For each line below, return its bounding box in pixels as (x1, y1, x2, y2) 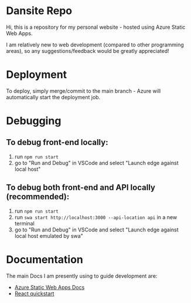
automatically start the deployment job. (6, 93, 101, 100)
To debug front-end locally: (6, 137, 108, 147)
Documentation (6, 253, 84, 266)
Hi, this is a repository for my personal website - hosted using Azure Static (6, 23, 186, 31)
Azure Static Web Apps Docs (14, 284, 85, 291)
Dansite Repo (6, 4, 73, 18)
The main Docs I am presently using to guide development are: (6, 272, 158, 280)
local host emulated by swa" (14, 232, 83, 239)
